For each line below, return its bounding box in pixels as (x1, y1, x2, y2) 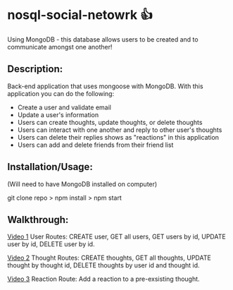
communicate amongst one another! (7, 42, 113, 51)
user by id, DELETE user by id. (7, 240, 95, 248)
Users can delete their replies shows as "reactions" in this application (17, 133, 220, 141)
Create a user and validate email (17, 103, 111, 111)
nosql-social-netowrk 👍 (7, 7, 153, 23)
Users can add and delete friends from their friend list (17, 140, 174, 149)
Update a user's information (17, 110, 99, 119)
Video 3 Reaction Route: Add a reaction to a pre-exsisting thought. (7, 274, 200, 284)
